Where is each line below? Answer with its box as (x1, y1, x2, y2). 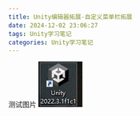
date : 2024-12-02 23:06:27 (8, 21, 98, 30)
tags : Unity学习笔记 (8, 30, 72, 38)
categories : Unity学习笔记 (8, 38, 94, 46)
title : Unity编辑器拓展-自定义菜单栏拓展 (8, 13, 133, 21)
